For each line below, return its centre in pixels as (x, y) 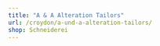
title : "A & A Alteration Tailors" (66, 15)
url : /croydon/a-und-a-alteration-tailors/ (80, 23)
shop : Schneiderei (38, 30)
